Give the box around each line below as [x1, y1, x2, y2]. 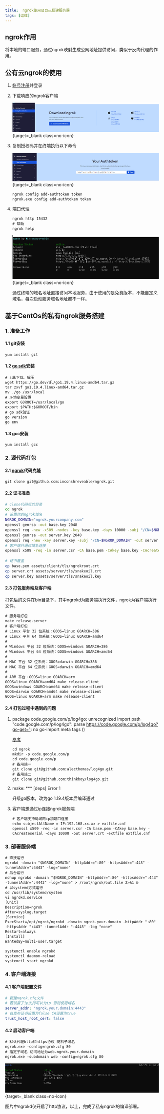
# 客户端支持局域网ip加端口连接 [12, 816, 69, 822]
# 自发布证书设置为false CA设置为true [5, 1011, 76, 1016]
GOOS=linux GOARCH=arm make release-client [5, 694, 95, 699]
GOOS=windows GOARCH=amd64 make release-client [5, 684, 104, 689]
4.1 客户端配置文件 [5, 984, 42, 990]
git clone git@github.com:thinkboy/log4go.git [12, 777, 109, 782]
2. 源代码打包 [5, 454, 36, 461]
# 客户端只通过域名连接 [5, 543, 46, 548]
